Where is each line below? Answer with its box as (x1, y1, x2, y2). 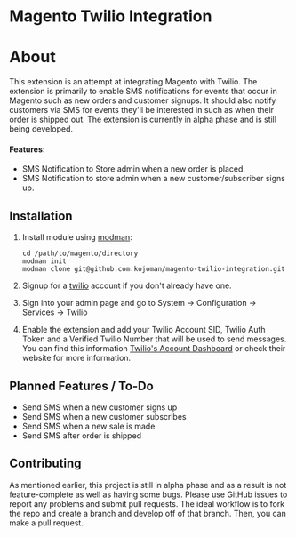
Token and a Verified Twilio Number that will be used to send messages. (21, 333, 287, 344)
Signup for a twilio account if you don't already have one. (21, 280, 233, 291)
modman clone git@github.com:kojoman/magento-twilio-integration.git (21, 265, 286, 274)
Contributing (9, 456, 82, 471)
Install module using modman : (21, 232, 132, 243)
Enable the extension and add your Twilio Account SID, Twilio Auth (21, 325, 266, 335)
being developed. (9, 124, 74, 134)
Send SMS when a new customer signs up (21, 402, 178, 413)
